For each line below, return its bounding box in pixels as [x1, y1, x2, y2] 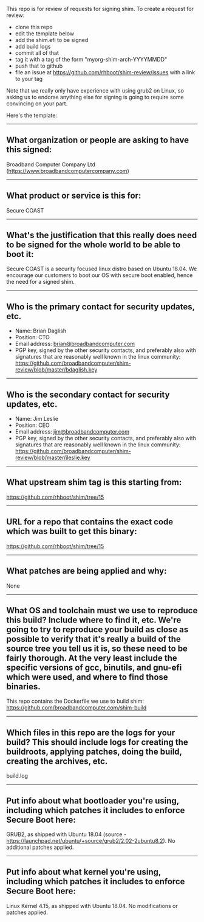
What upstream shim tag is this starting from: [6, 477, 182, 488]
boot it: [6, 249, 35, 259]
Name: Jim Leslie [15, 415, 59, 423]
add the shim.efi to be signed [15, 37, 89, 43]
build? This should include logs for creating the [6, 737, 188, 747]
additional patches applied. [6, 843, 74, 851]
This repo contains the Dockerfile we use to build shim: [6, 697, 144, 705]
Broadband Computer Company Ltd [6, 161, 96, 168]
